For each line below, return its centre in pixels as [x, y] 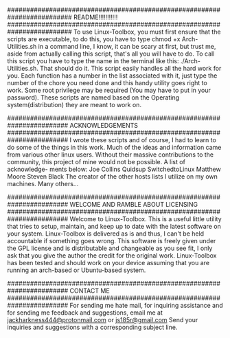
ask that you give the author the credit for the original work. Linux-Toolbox [112, 256]
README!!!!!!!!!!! [95, 17]
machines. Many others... [43, 184]
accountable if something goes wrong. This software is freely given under [112, 241]
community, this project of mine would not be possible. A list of [96, 162]
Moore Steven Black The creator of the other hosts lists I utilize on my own [113, 177]
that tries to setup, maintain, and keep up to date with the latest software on [114, 226]
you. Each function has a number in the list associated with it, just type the [112, 76]
